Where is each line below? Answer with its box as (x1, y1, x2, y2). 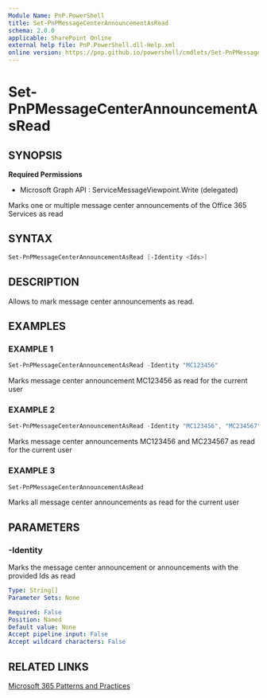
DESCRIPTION (8, 276, 79, 289)
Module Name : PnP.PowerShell (8, 11, 105, 20)
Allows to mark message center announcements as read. (8, 296, 195, 306)
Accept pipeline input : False (8, 630, 109, 638)
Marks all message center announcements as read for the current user (8, 497, 240, 507)
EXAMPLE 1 (8, 343, 54, 355)
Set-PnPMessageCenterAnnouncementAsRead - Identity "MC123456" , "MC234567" (8, 422, 261, 430)
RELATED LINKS (8, 660, 89, 673)
